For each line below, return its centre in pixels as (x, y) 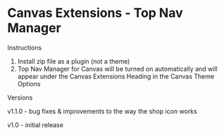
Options (29, 83)
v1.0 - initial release (35, 124)
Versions (20, 98)
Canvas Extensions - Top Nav (95, 13)
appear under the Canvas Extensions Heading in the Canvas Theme (116, 76)
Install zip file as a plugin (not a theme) (74, 61)
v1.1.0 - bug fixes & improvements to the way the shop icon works (102, 111)
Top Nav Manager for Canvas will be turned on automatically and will (117, 69)
